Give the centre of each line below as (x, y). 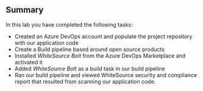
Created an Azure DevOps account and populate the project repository (103, 36)
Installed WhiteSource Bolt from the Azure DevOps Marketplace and (100, 56)
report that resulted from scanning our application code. (85, 81)
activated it (29, 62)
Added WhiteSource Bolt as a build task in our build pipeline (90, 69)
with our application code (46, 42)
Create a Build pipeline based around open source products (90, 49)
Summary (25, 10)
